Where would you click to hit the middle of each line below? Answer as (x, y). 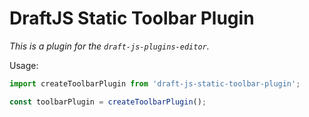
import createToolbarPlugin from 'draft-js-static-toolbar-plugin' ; (155, 83)
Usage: (24, 65)
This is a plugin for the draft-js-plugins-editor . (109, 46)
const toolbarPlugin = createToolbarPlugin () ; (108, 102)
